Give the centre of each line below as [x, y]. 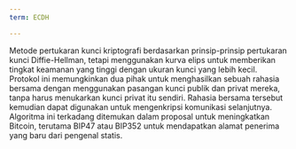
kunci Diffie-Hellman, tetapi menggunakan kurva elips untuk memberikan [143, 59]
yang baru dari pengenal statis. [66, 135]
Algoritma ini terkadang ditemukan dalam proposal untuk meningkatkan [140, 116]
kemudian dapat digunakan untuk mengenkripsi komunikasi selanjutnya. [141, 106]
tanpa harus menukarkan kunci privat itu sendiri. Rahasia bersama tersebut [146, 98]
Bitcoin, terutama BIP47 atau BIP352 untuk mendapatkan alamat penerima [144, 126]
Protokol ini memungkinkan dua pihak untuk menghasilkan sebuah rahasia [144, 78]
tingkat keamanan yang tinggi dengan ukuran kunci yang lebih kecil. [133, 69]
